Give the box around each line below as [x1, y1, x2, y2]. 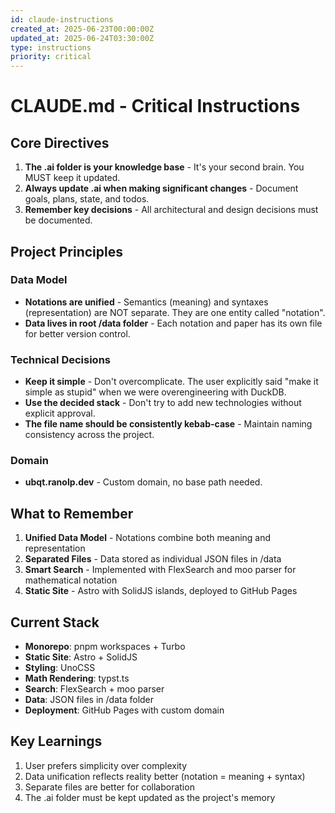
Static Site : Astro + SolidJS [24, 651, 138, 663]
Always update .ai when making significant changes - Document [24, 182, 299, 195]
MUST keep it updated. [24, 172, 121, 184]
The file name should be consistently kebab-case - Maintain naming [24, 418, 313, 430]
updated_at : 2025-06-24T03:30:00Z [10, 33, 155, 43]
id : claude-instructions [10, 14, 114, 25]
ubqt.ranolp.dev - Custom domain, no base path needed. [24, 476, 263, 488]
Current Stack [10, 614, 100, 631]
